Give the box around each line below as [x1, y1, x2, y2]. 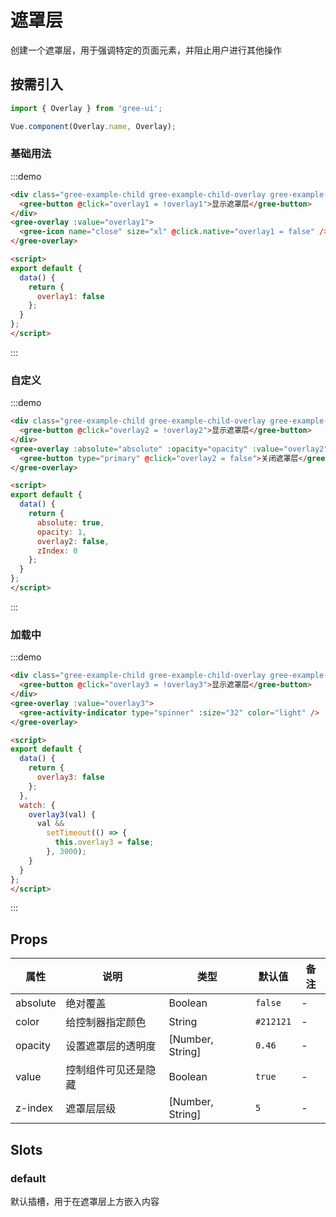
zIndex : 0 [36, 546, 78, 556]
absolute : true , [36, 517, 105, 528]
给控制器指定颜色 [65, 1016, 147, 1030]
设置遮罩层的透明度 [65, 1039, 157, 1053]
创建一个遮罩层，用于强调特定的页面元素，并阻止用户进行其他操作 [10, 44, 282, 56]
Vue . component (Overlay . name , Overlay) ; [10, 121, 177, 131]
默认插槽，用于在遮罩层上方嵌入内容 [10, 1195, 160, 1207]
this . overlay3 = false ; [54, 837, 155, 848]
